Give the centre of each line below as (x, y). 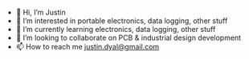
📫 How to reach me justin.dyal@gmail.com (88, 47)
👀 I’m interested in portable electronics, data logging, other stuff (122, 21)
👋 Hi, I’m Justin (41, 12)
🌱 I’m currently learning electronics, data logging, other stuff (116, 29)
